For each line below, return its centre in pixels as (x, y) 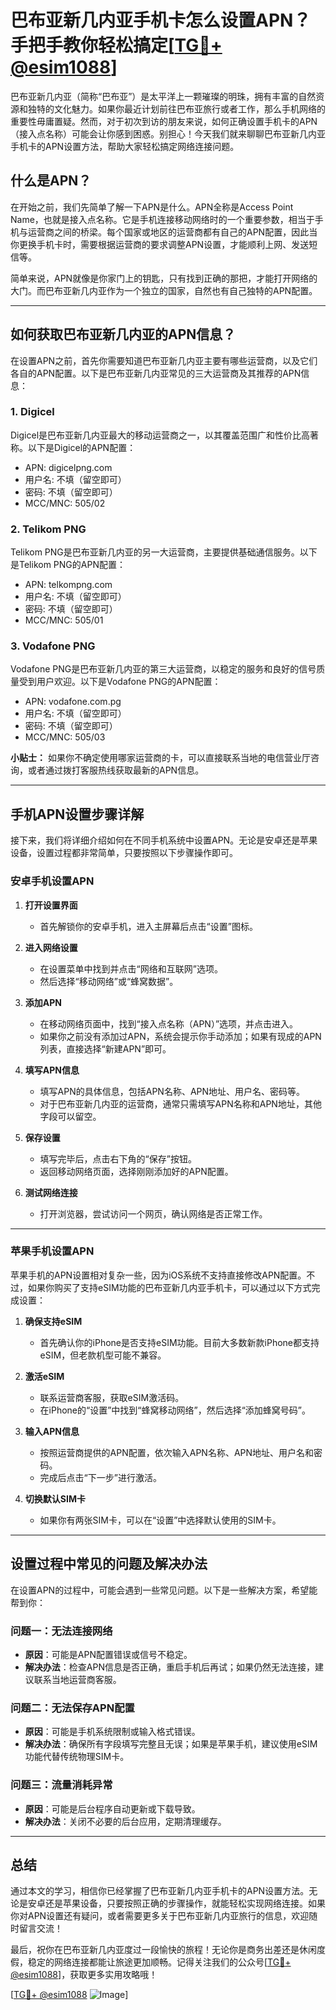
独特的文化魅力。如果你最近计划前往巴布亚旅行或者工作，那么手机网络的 (176, 108)
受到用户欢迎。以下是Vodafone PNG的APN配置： (120, 682)
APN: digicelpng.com (68, 467)
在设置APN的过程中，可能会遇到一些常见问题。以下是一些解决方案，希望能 (164, 1590)
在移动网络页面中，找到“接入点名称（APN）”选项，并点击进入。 (169, 1023)
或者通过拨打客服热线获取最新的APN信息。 (116, 770)
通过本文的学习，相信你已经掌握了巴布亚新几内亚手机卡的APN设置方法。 (160, 1891)
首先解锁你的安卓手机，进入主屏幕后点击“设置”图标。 (148, 926)
